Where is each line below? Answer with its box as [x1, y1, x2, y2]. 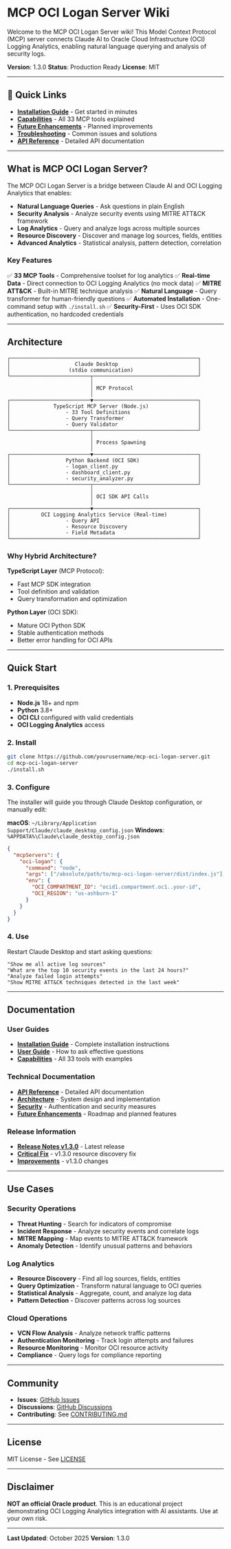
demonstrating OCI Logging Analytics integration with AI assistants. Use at [7, 1506, 219, 1515]
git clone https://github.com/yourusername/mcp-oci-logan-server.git [7, 753, 211, 760]
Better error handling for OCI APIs [16, 636, 113, 644]
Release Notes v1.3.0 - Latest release [16, 1142, 125, 1150]
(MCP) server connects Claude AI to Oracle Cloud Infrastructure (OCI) [7, 34, 206, 43]
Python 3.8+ [16, 706, 54, 714]
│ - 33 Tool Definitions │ [7, 409, 201, 415]
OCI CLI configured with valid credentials [16, 713, 134, 722]
